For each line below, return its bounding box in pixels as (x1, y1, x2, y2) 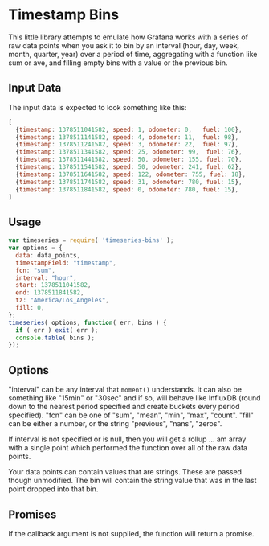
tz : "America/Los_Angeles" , (15, 296, 110, 305)
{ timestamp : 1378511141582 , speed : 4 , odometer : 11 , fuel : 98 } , (15, 133, 239, 142)
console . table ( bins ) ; (15, 334, 95, 342)
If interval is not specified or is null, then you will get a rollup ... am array (8, 434, 247, 444)
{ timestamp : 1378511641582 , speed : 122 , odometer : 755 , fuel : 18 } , (15, 170, 247, 179)
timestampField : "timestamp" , (15, 259, 116, 267)
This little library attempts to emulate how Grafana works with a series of (8, 32, 249, 42)
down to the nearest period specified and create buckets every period (8, 402, 240, 412)
